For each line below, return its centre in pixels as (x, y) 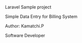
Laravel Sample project (28, 7)
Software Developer (25, 35)
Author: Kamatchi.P (24, 26)
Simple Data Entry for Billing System (41, 16)
